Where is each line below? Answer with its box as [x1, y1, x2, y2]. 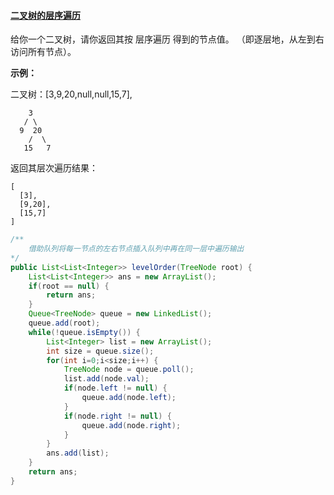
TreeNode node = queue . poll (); [63, 365, 195, 375]
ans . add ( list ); [46, 448, 110, 459]
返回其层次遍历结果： [10, 162, 98, 174]
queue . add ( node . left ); [81, 393, 177, 403]
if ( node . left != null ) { [63, 383, 168, 394]
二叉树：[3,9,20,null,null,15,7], [10, 88, 133, 100]
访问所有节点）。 [10, 46, 77, 58]
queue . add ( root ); [28, 318, 101, 329]
